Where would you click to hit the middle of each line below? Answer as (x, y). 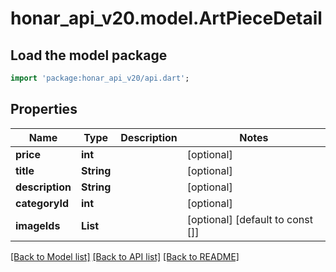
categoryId (42, 203)
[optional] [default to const (249, 219)
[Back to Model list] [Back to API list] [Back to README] (125, 256)
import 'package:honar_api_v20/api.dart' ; (100, 78)
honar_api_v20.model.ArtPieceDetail (166, 18)
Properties (44, 109)
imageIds (38, 225)
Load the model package (89, 55)
